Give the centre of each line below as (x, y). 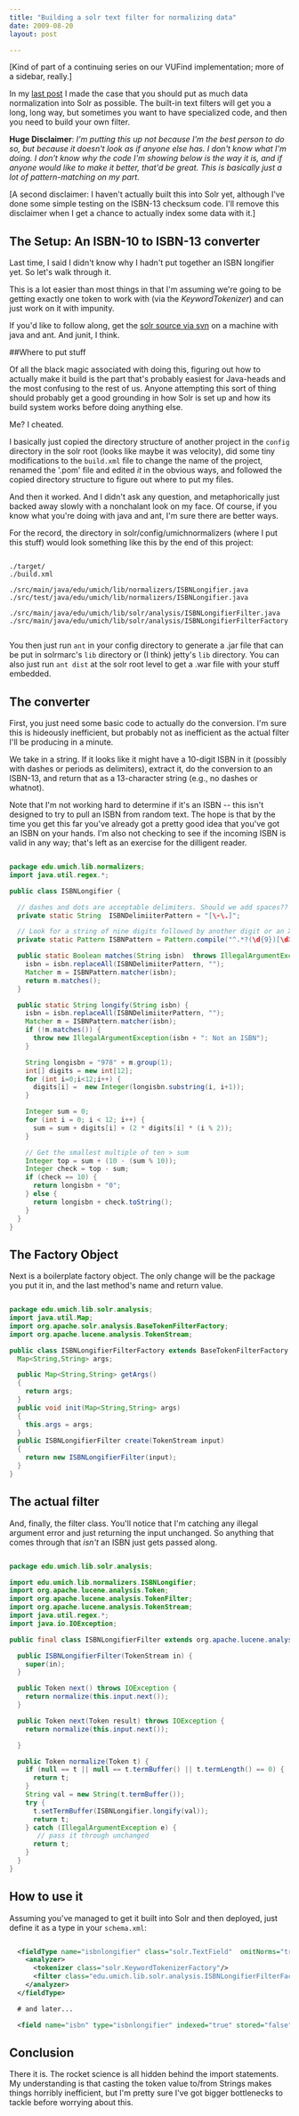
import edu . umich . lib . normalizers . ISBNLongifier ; (103, 1582)
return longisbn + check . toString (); (103, 1202)
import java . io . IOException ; (63, 1623)
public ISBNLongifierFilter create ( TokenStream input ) (121, 1441)
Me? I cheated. (36, 424)
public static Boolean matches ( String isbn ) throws (117, 956)
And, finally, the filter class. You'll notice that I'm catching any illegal (134, 1523)
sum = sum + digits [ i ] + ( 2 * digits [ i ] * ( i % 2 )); (133, 1128)
